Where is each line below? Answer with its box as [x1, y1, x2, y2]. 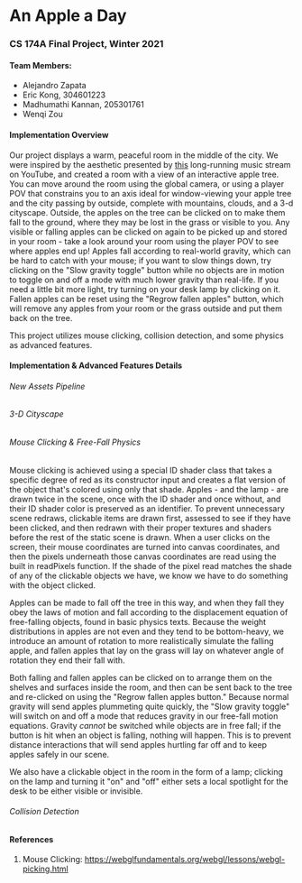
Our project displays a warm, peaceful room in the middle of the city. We [9, 150, 279, 161]
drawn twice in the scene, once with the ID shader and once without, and [9, 493, 281, 504]
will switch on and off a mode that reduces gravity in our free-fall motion [9, 710, 279, 722]
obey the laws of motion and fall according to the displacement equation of [9, 606, 288, 618]
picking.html [22, 863, 69, 875]
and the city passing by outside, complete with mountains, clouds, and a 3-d [9, 198, 294, 208]
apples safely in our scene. [9, 749, 110, 759]
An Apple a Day [9, 5, 127, 26]
